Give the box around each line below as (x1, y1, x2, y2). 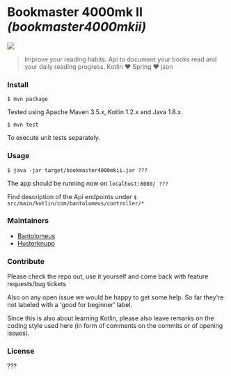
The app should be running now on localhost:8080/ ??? (7, 179, 168, 187)
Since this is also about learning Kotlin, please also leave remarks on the (7, 314, 214, 322)
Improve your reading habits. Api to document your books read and (24, 55, 217, 63)
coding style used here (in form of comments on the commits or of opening (7, 322, 223, 330)
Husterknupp (17, 239, 56, 247)
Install (7, 79, 29, 89)
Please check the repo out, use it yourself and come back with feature (7, 272, 209, 281)
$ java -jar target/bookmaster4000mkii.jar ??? (7, 166, 148, 174)
